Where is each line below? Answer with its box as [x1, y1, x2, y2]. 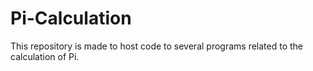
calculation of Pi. [10, 50, 80, 62]
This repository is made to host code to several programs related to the [10, 40, 303, 52]
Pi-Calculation [10, 7, 132, 30]
